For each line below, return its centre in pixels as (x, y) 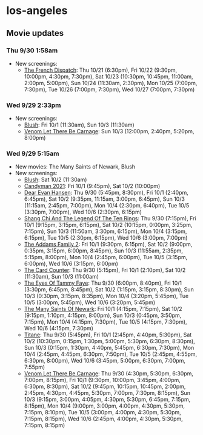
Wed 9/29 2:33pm (34, 105)
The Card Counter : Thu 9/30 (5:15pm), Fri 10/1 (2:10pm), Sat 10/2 (105, 270)
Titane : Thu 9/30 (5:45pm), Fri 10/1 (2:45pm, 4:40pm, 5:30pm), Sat (108, 335)
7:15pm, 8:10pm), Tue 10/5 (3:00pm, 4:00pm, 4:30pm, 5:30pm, (103, 412)
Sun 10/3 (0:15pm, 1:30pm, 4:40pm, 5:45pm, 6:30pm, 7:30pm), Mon (109, 348)
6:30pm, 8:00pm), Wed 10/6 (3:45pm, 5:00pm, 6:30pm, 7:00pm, (105, 361)
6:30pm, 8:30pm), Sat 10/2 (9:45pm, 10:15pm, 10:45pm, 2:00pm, (105, 386)
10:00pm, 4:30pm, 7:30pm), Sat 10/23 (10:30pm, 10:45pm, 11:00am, (108, 76)
